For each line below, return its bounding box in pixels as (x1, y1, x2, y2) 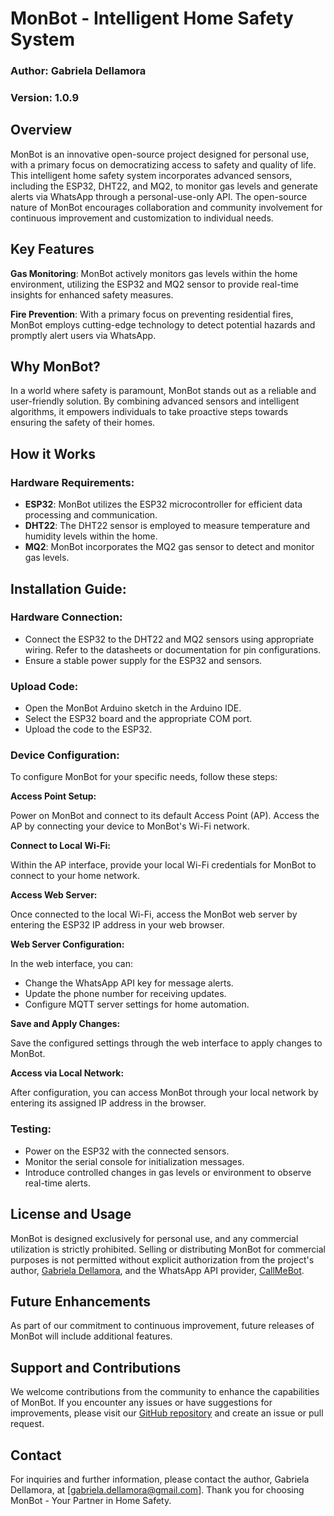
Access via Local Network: (10, 1067, 125, 1079)
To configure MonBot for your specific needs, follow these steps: (10, 771, 278, 783)
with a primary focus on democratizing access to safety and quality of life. (10, 158, 317, 171)
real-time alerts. (24, 1177, 91, 1189)
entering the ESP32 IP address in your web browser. (10, 919, 225, 931)
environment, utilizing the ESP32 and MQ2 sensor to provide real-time (10, 278, 299, 290)
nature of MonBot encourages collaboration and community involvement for (10, 201, 323, 213)
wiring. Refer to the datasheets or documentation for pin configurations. (24, 643, 322, 656)
